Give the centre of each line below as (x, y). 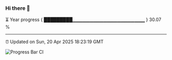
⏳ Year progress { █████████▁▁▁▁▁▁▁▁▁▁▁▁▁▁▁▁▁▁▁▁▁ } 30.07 (83, 19)
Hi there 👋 (18, 8)
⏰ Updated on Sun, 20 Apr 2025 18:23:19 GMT (55, 42)
